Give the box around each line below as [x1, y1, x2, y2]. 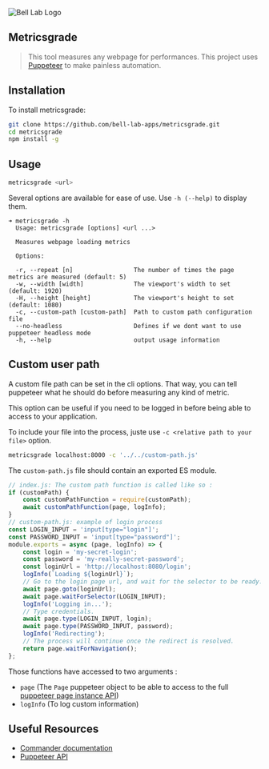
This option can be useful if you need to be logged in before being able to [8, 403, 251, 412]
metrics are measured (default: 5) [8, 273, 127, 281]
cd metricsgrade [8, 128, 62, 136]
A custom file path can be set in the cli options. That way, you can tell [8, 378, 238, 388]
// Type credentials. [22, 607, 94, 615]
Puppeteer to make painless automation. [27, 60, 162, 70]
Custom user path [8, 358, 100, 371]
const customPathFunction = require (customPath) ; [22, 496, 192, 504]
